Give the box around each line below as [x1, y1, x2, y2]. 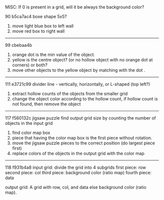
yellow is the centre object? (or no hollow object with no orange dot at [12, 57, 153, 62]
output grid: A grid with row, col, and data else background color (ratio [5, 184, 146, 190]
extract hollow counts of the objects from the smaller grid [12, 91, 128, 97]
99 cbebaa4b [5, 42, 33, 48]
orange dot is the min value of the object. [12, 52, 95, 58]
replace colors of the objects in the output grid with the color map [12, 151, 145, 156]
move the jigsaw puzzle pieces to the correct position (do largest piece [12, 140, 155, 146]
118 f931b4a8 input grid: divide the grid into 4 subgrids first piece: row [5, 164, 146, 170]
